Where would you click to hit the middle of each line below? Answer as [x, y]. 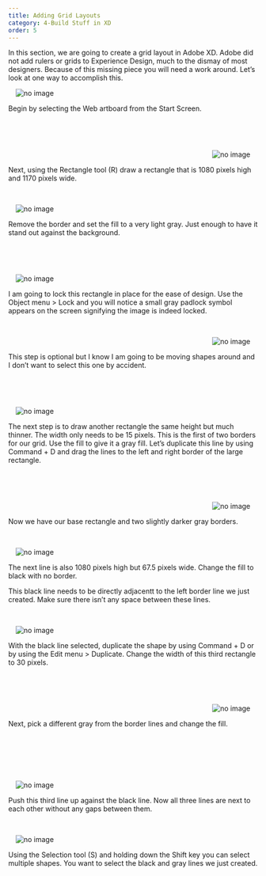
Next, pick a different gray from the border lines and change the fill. [118, 724]
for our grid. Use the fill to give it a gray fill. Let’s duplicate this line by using [131, 443]
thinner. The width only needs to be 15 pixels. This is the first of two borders [132, 435]
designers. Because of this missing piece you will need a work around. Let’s [132, 70]
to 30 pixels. [28, 662]
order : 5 [23, 30]
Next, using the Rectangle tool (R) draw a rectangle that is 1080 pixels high [130, 170]
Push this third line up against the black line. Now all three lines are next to [129, 801]
